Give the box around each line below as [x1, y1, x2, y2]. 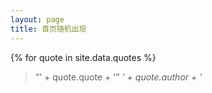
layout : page [10, 14, 65, 25]
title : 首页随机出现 [10, 24, 87, 34]
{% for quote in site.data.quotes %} [10, 51, 157, 63]
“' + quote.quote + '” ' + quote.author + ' [34, 71, 203, 83]
